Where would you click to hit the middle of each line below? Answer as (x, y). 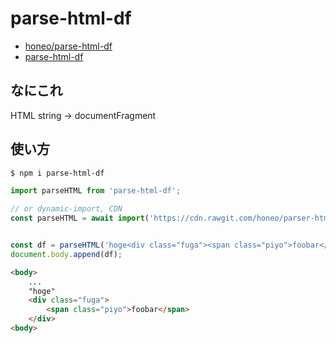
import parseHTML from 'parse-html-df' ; (96, 191)
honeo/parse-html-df (68, 46)
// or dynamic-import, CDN (66, 209)
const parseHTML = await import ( (80, 218)
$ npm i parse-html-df (57, 173)
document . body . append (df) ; (66, 254)
